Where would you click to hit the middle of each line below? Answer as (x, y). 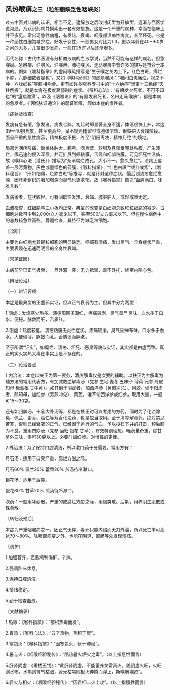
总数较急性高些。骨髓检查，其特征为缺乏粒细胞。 (60, 220)
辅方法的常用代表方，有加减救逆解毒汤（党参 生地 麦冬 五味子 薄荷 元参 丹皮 (84, 381)
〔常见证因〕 (18, 259)
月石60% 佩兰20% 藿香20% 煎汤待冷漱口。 (51, 469)
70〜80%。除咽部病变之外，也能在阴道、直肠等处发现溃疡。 (72, 536)
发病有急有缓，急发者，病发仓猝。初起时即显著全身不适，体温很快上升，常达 (85, 124)
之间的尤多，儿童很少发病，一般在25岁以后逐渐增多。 (61, 48)
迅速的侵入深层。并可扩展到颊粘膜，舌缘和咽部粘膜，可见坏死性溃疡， (92, 154)
